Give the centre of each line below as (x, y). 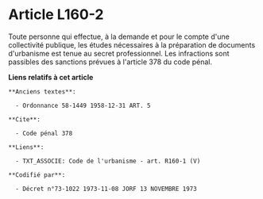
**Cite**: (25, 119)
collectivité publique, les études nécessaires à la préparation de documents (132, 44)
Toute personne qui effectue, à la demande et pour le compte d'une (119, 36)
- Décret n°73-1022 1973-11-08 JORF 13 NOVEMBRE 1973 (106, 189)
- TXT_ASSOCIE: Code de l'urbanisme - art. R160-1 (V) (108, 161)
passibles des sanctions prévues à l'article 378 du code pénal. (110, 62)
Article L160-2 (56, 15)
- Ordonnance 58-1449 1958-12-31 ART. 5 (83, 105)
